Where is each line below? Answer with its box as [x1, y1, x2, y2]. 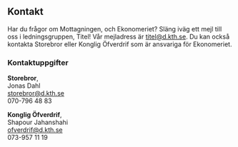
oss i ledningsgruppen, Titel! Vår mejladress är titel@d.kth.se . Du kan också [7, 32, 230, 41]
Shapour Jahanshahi [7, 118, 69, 127]
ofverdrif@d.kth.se [7, 126, 63, 134]
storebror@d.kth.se [7, 89, 64, 98]
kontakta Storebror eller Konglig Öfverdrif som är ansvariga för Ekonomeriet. [7, 39, 232, 49]
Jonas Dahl [7, 81, 41, 90]
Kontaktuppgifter [7, 57, 69, 67]
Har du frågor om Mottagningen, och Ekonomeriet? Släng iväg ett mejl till [7, 24, 222, 33]
